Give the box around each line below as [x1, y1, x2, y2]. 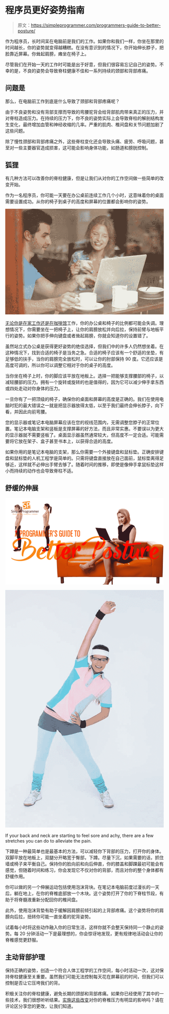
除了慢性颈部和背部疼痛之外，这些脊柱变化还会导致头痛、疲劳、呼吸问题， [5, 138, 159, 144]
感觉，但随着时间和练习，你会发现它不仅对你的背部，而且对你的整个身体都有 [5, 867, 164, 873]
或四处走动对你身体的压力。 [5, 385, 63, 391]
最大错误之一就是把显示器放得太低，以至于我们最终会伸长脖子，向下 [22, 402, 164, 408]
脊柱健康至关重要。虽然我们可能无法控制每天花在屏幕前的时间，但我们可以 [9, 973, 164, 979]
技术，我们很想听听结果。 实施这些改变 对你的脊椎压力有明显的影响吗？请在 [9, 996, 164, 1003]
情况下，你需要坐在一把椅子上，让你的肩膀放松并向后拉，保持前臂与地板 [9, 326, 159, 332]
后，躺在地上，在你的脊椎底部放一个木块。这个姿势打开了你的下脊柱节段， [5, 890, 159, 896]
